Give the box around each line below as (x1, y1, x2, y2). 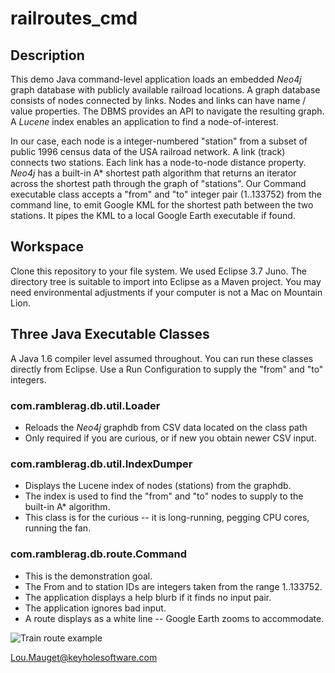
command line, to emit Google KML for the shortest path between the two (10, 199, 314, 211)
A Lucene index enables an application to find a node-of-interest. (10, 116, 279, 127)
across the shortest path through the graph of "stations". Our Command (10, 178, 307, 189)
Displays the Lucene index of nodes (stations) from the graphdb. (24, 480, 292, 492)
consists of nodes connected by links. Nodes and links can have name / (10, 95, 307, 106)
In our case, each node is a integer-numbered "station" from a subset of (10, 135, 308, 147)
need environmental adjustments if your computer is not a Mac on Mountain (10, 286, 323, 298)
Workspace (10, 238, 84, 256)
